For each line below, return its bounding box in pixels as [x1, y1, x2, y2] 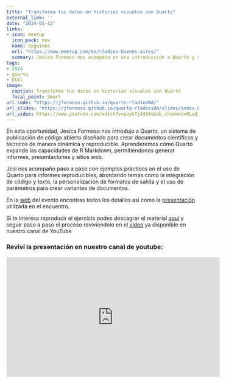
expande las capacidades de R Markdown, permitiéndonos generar [6, 147, 175, 154]
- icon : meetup [6, 32, 45, 38]
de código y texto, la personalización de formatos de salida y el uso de [6, 178, 184, 186]
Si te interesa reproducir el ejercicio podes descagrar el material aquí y [6, 214, 184, 222]
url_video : [6, 111, 34, 117]
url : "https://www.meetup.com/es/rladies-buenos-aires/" [12, 49, 160, 55]
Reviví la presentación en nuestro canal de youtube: [6, 243, 163, 251]
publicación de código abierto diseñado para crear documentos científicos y [6, 134, 199, 141]
